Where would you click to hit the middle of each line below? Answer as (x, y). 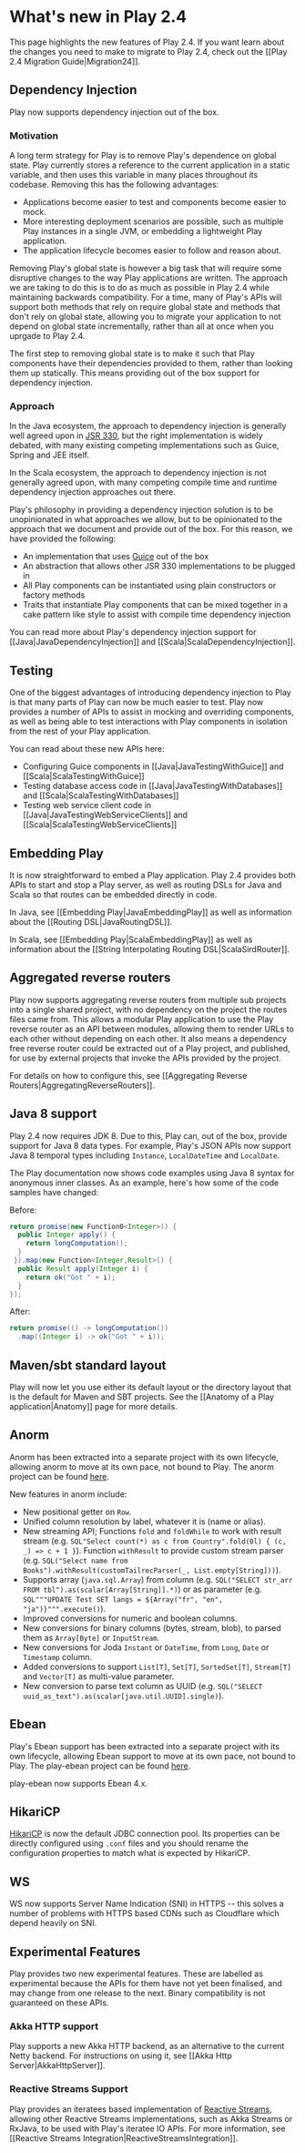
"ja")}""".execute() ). (64, 1608)
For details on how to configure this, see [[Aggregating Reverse (128, 1075)
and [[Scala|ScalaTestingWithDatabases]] (101, 795)
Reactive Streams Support (69, 2089)
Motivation (34, 136)
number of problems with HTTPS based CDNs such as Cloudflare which (144, 1913)
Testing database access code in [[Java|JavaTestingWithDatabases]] (152, 786)
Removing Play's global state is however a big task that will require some (146, 268)
